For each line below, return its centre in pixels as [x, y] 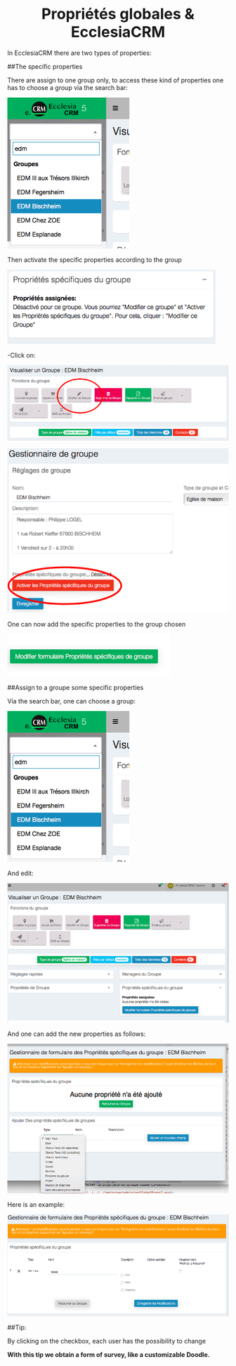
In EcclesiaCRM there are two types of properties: [79, 53]
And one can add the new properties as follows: [77, 1034]
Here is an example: [36, 1205]
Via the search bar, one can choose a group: [71, 701]
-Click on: [21, 355]
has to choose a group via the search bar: [68, 87]
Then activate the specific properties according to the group [95, 259]
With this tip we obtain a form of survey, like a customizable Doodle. [109, 1354]
